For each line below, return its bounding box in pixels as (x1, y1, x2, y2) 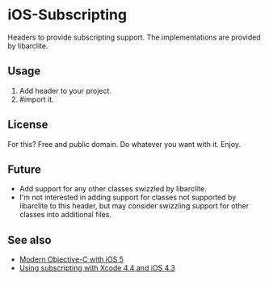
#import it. (19, 94, 54, 104)
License (7, 118, 48, 132)
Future (7, 162, 42, 176)
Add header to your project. (19, 86, 112, 95)
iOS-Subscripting (7, 6, 127, 24)
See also (7, 233, 52, 247)
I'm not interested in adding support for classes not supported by (19, 192, 237, 203)
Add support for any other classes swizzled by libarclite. (19, 184, 207, 194)
